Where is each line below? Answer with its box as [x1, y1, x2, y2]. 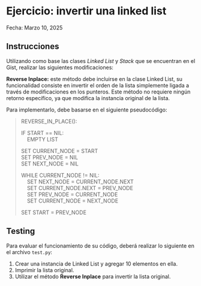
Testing [6, 226, 35, 236]
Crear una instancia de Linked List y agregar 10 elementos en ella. [14, 260, 178, 267]
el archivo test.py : [6, 248, 53, 255]
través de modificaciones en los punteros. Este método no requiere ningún [6, 88, 191, 95]
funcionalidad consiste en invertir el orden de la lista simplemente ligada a [6, 82, 190, 89]
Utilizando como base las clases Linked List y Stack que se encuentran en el [6, 57, 196, 64]
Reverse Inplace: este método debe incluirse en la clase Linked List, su [6, 75, 183, 82]
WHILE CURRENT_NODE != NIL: [20, 171, 100, 179]
